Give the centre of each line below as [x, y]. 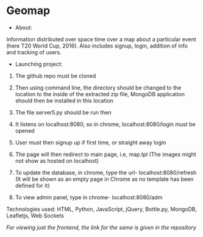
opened [25, 130]
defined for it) [32, 185]
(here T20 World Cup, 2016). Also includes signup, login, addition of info [97, 46]
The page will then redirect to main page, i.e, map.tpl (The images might [105, 154]
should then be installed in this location [64, 101]
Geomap [28, 11]
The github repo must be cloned [55, 76]
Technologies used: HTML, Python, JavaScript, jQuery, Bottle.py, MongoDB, [102, 209]
